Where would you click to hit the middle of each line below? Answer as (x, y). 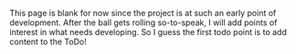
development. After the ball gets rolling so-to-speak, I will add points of (143, 22)
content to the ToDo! (48, 41)
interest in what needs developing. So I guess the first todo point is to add (148, 32)
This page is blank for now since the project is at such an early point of (143, 13)
